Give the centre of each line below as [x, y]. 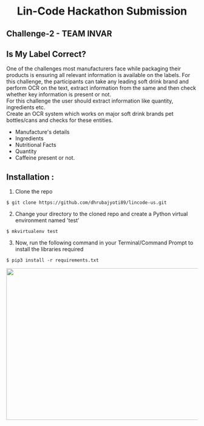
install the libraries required [49, 249]
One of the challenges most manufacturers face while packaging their [93, 69]
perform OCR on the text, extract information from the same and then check [101, 88]
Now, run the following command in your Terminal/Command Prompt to [104, 243]
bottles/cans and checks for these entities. [60, 120]
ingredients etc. [26, 107]
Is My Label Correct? [46, 54]
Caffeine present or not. [45, 158]
